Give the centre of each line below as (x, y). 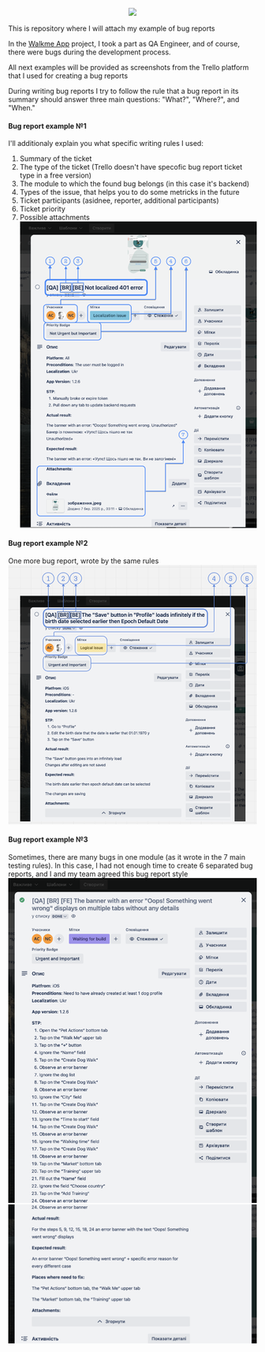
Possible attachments (55, 218)
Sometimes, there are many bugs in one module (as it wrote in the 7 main (127, 857)
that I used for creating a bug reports (68, 76)
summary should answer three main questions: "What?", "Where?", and (124, 99)
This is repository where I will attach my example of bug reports (112, 28)
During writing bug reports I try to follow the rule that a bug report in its (123, 91)
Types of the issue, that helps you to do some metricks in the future (129, 192)
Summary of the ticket (56, 159)
